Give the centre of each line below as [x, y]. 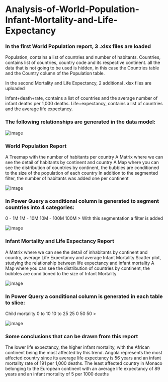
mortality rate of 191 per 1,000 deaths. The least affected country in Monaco [84, 363]
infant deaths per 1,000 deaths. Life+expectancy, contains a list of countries [84, 104]
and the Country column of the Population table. [55, 73]
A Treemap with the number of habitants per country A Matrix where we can [84, 157]
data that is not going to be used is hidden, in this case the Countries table [82, 68]
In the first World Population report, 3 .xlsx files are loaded [78, 46]
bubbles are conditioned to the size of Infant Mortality [61, 273]
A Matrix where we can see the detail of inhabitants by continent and [76, 252]
